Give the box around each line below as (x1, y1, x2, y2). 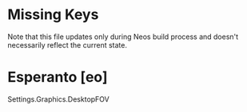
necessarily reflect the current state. (7, 40, 127, 49)
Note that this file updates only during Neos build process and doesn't (7, 32, 239, 41)
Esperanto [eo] (7, 68, 108, 87)
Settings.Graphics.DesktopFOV (7, 94, 110, 104)
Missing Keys (7, 6, 99, 24)
